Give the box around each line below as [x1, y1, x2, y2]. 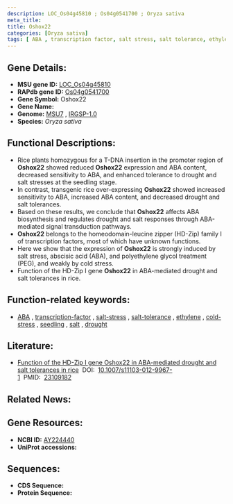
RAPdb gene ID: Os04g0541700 [17, 88, 110, 96]
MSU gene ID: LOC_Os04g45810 [17, 80, 111, 88]
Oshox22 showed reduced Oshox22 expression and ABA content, [17, 163, 207, 171]
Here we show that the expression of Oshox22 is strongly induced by [17, 244, 216, 252]
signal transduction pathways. [46, 222, 132, 230]
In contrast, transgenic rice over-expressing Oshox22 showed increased [17, 185, 225, 193]
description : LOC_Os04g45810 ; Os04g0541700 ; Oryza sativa [7, 10, 185, 17]
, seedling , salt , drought [36, 320, 107, 328]
